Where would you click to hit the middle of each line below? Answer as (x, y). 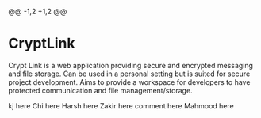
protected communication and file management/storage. (100, 90)
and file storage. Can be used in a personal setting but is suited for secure (129, 74)
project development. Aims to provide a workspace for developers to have (129, 82)
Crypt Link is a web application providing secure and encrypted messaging (131, 65)
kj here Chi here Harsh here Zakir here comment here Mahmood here (121, 105)
